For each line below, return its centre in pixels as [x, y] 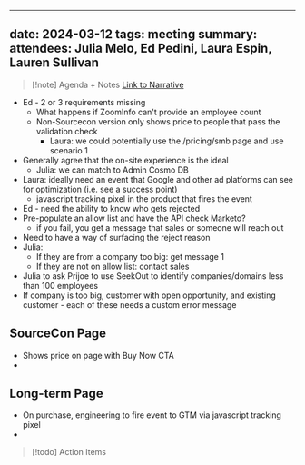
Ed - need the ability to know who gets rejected [111, 208]
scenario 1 [69, 150]
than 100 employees [60, 285]
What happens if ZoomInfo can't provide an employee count [148, 112]
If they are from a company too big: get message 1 [130, 256]
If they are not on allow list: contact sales [113, 266]
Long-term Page [57, 394]
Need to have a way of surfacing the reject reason [116, 237]
